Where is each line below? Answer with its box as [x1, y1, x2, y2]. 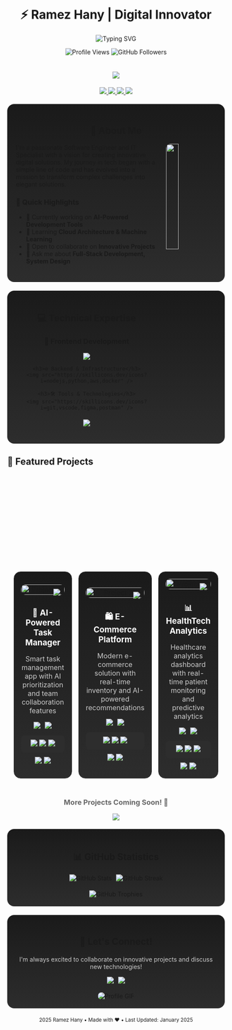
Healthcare [170, 642, 206, 652]
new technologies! [89, 962, 143, 971]
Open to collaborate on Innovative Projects [31, 243, 155, 251]
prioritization [22, 680, 64, 689]
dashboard [171, 659, 206, 669]
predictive [172, 702, 205, 712]
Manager [25, 637, 61, 648]
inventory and [86, 685, 131, 695]
